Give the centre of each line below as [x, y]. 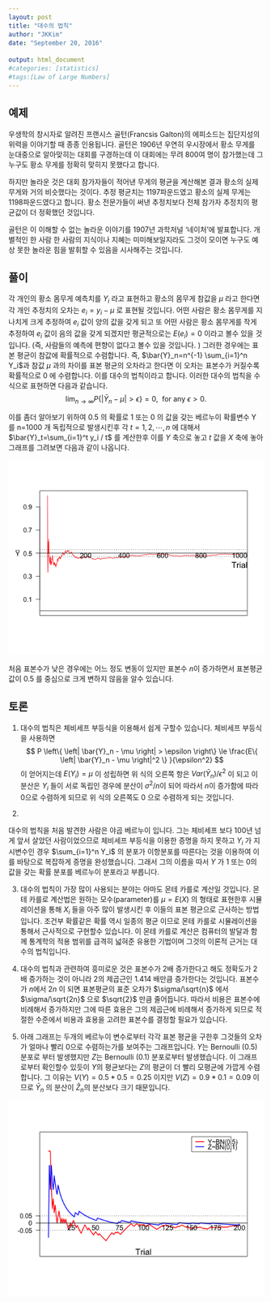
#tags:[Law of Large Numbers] [59, 77]
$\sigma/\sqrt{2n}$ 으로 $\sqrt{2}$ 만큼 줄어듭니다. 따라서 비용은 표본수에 [140, 999]
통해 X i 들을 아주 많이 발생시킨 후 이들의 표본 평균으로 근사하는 [146, 911]
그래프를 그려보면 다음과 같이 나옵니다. [69, 448]
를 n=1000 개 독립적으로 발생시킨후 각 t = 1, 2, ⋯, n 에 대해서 [104, 428]
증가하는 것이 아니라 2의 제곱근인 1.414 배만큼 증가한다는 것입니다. [133, 979]
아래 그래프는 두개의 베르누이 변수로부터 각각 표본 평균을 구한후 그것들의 [133, 1037]
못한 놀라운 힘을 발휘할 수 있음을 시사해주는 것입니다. [100, 249]
